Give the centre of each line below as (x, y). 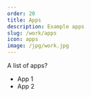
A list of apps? (28, 65)
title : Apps (24, 20)
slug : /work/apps (32, 33)
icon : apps (23, 39)
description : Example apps (46, 26)
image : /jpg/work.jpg (38, 46)
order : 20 (21, 14)
